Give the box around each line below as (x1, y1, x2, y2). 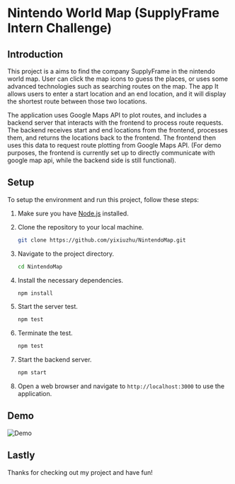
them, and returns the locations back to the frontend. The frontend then (7, 133, 216, 142)
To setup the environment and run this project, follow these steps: (7, 195, 200, 203)
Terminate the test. (17, 329, 73, 337)
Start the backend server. (17, 356, 92, 364)
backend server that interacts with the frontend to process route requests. (7, 118, 224, 127)
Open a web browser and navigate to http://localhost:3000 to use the (17, 382, 225, 390)
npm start (17, 369, 47, 376)
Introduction (7, 48, 64, 60)
